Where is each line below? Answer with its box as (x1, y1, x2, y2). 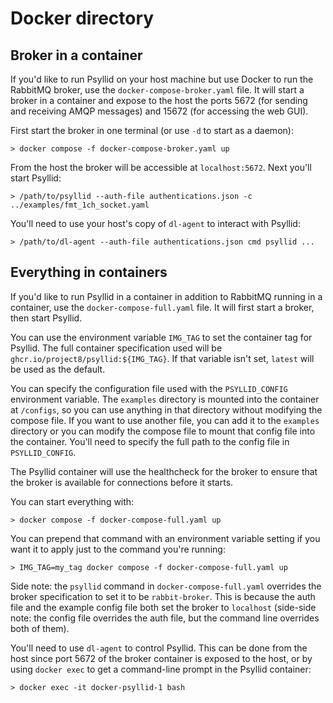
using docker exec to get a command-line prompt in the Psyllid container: (10, 663, 312, 675)
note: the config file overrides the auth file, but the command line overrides (10, 612, 320, 624)
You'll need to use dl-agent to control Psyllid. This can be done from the (10, 642, 308, 654)
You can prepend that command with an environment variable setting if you (10, 532, 321, 544)
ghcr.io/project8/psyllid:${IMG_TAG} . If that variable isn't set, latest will (10, 352, 315, 364)
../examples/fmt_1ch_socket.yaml (10, 200, 150, 210)
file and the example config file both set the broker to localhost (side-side (10, 601, 317, 613)
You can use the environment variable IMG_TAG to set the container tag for (10, 331, 313, 343)
